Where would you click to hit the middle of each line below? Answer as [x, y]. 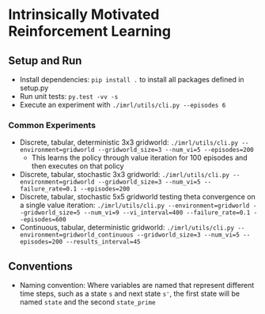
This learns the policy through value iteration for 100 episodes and [139, 158]
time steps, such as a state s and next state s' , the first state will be [129, 293]
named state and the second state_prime [87, 302]
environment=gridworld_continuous [76, 235]
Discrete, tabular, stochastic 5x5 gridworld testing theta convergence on [137, 197]
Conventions [41, 266]
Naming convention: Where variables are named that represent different [137, 286]
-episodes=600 [43, 220]
